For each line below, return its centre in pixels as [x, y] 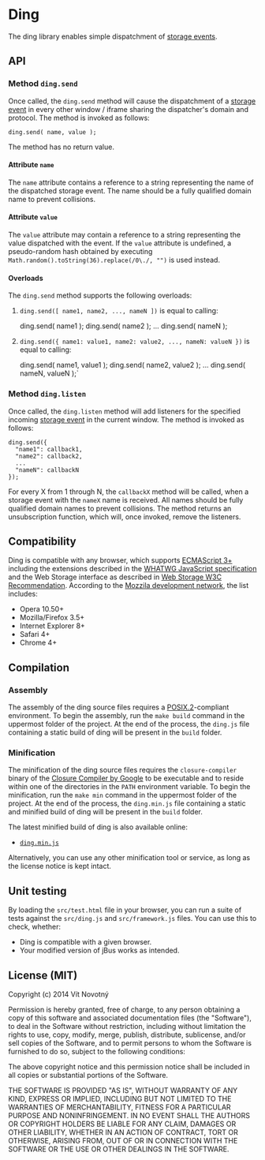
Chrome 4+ [38, 643]
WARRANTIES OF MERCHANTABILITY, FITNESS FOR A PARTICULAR [119, 1107]
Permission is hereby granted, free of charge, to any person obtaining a [124, 1009]
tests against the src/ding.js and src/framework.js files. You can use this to [132, 919]
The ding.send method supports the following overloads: [100, 296]
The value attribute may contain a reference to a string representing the [125, 235]
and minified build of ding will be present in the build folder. [105, 812]
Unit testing [37, 891]
